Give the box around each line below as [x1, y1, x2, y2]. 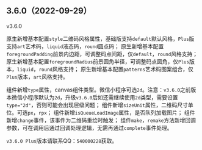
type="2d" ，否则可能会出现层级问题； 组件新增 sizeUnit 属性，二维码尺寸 [6, 101, 188, 109]
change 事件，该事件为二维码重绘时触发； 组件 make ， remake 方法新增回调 [17, 116, 197, 124]
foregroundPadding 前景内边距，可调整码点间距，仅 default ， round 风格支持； [6, 50, 198, 57]
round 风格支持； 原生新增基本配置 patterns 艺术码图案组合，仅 [38, 65, 193, 73]
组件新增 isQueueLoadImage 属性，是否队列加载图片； [53, 109, 183, 116]
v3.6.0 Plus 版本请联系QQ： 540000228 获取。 [6, 137, 118, 145]
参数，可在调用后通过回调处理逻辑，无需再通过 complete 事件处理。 [6, 124, 173, 131]
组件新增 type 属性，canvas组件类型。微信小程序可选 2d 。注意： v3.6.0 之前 [6, 86, 191, 93]
